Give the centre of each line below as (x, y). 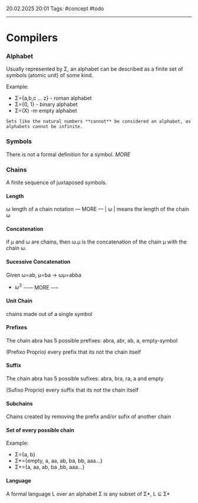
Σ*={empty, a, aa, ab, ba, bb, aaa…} (59, 461)
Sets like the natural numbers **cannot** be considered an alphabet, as (99, 121)
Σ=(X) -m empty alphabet (46, 111)
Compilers (32, 38)
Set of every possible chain (40, 430)
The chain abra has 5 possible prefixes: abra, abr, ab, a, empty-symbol (92, 340)
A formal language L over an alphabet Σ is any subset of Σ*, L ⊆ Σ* (88, 494)
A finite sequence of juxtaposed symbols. (57, 183)
